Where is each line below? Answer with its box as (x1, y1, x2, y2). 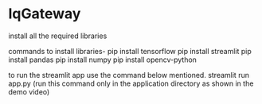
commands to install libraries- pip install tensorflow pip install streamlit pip (8, 46, 252, 56)
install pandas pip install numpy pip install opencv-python (8, 55, 197, 64)
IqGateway (8, 5, 81, 23)
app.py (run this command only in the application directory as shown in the (8, 79, 254, 88)
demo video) (8, 87, 50, 96)
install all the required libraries (8, 31, 108, 40)
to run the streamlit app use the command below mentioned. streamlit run (8, 70, 249, 79)
